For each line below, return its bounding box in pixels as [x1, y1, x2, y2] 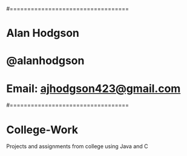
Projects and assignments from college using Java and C [6, 143, 148, 150]
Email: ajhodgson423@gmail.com [6, 82, 181, 96]
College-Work [6, 123, 79, 137]
